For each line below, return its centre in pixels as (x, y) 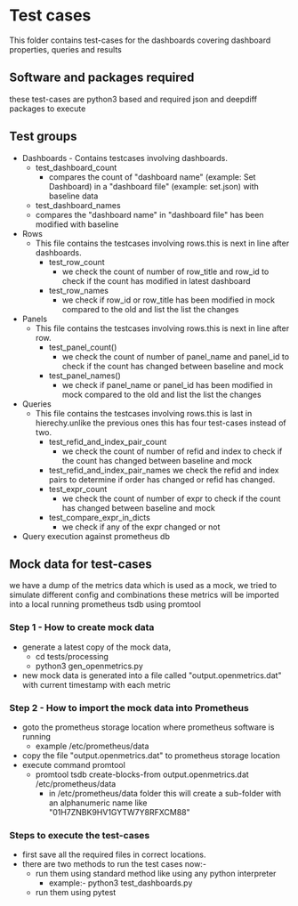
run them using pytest (76, 893)
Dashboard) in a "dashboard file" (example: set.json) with (154, 186)
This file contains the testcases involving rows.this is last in (144, 413)
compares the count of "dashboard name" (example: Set (152, 177)
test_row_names (79, 290)
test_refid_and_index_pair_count (108, 441)
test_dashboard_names (78, 205)
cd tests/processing (72, 656)
